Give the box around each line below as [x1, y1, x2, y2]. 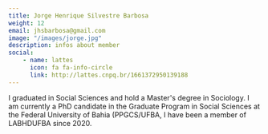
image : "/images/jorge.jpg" [8, 33, 103, 42]
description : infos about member [8, 41, 120, 49]
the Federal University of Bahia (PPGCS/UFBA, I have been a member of [8, 109, 247, 120]
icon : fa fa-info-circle [29, 64, 113, 72]
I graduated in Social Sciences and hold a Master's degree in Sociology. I [8, 93, 250, 102]
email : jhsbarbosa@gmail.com [8, 26, 106, 34]
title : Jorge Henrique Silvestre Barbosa [8, 11, 149, 20]
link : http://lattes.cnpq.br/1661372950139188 [29, 71, 189, 79]
